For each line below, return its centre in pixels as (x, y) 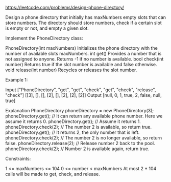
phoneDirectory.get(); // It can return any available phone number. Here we (84, 116)
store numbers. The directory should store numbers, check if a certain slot (83, 23)
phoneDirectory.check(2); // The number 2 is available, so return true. (79, 127)
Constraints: (18, 159)
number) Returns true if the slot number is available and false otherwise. (81, 64)
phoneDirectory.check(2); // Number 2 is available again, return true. (77, 149)
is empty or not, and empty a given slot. (47, 28)
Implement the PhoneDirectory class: (44, 38)
